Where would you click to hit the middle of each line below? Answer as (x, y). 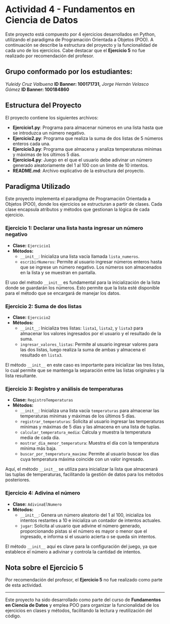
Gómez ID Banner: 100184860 (37, 89)
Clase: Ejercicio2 (31, 317)
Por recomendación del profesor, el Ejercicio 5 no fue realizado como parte (84, 580)
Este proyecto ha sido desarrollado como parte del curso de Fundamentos (83, 600)
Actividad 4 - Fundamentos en (70, 9)
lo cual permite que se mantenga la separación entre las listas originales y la (85, 370)
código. (13, 616)
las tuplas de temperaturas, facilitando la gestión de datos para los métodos (84, 474)
